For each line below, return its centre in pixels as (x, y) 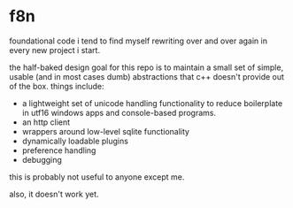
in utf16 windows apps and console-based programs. (119, 112)
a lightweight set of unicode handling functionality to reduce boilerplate (152, 103)
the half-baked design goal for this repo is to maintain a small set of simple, (146, 67)
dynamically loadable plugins (75, 141)
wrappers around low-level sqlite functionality (106, 131)
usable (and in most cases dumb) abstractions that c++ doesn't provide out (147, 76)
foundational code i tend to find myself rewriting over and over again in (139, 41)
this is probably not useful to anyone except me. (97, 177)
